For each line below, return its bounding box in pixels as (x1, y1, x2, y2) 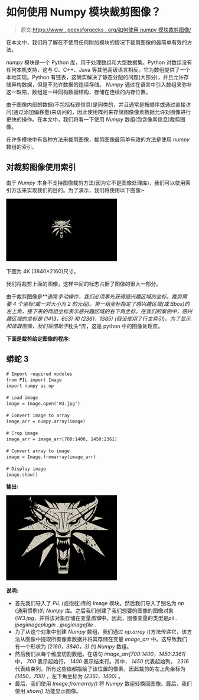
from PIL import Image (6, 377, 62, 383)
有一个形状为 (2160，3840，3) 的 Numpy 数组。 (14, 643, 132, 650)
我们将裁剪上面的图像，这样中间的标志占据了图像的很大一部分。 (6, 280, 161, 287)
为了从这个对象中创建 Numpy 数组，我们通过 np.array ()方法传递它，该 (14, 628, 187, 635)
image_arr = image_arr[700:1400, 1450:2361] (6, 436, 118, 442)
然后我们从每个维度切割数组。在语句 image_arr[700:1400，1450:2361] (14, 650, 186, 657)
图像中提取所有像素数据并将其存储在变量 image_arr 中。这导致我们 (25, 635, 188, 643)
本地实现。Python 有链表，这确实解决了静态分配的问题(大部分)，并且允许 (6, 73, 184, 81)
